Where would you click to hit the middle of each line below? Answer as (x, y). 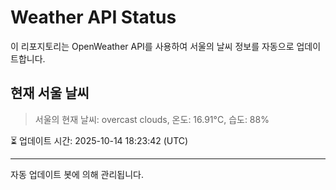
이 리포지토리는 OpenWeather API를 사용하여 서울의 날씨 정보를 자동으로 (152, 46)
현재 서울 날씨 (50, 93)
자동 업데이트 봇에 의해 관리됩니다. (77, 174)
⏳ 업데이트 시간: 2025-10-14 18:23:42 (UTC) (99, 140)
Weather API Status (93, 17)
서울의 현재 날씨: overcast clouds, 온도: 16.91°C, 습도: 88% (152, 119)
